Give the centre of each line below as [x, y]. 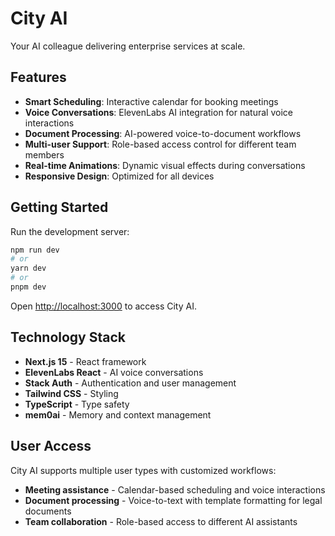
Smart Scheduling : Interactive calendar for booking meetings [151, 101]
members [44, 154]
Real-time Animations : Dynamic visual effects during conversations [165, 165]
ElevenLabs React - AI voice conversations [114, 372]
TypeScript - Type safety [77, 404]
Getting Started [59, 207]
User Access [51, 446]
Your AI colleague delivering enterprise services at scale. [128, 46]
